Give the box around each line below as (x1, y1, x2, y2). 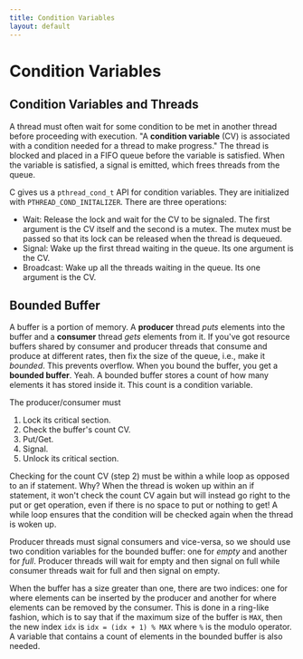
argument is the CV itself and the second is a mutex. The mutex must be (22, 223, 292, 234)
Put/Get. (22, 434, 54, 445)
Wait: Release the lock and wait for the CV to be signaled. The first (22, 214, 270, 225)
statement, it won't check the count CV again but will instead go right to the (9, 490, 291, 501)
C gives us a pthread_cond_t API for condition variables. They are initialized (9, 187, 289, 198)
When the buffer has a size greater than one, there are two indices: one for (9, 583, 288, 594)
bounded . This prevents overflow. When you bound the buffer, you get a (9, 360, 279, 372)
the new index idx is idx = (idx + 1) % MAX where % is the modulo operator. (9, 622, 292, 633)
